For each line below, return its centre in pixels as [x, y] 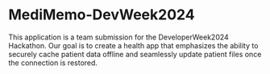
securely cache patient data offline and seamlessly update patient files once [135, 54]
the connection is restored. [53, 63]
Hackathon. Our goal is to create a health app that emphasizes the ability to [133, 45]
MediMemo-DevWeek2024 [102, 15]
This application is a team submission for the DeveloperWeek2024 [119, 37]
